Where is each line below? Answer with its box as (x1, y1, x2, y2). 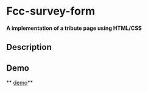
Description (6, 42, 52, 52)
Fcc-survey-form (6, 4, 96, 18)
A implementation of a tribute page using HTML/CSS (6, 24, 142, 32)
